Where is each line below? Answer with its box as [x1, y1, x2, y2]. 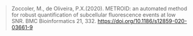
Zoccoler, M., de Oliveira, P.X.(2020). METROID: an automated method [11, 5, 188, 12]
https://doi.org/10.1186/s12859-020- [97, 18, 188, 24]
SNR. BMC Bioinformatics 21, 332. [11, 18, 97, 24]
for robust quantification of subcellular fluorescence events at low [11, 11, 176, 18]
